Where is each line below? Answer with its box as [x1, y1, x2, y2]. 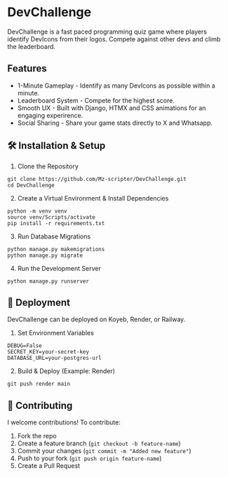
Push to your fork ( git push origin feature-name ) [17, 454, 162, 463]
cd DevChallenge [7, 182, 55, 189]
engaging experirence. [17, 111, 83, 119]
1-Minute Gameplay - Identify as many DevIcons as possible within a [17, 81, 215, 90]
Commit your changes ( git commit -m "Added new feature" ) [17, 447, 192, 455]
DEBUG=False [7, 342, 42, 349]
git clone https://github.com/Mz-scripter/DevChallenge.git [7, 175, 187, 182]
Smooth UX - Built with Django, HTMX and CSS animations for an [17, 103, 206, 112]
